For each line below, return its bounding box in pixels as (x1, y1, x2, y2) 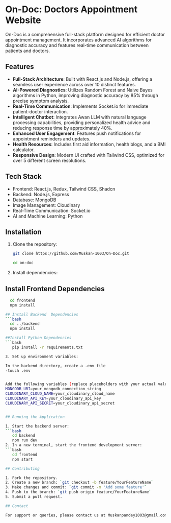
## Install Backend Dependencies (5, 312, 79, 317)
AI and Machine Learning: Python (12, 213, 83, 219)
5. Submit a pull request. (5, 494, 63, 500)
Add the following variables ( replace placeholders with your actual (5, 382, 156, 387)
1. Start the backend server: (5, 423, 70, 429)
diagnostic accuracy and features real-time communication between (5, 42, 149, 48)
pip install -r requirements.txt (12, 345, 83, 350)
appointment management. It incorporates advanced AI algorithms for (5, 37, 152, 43)
